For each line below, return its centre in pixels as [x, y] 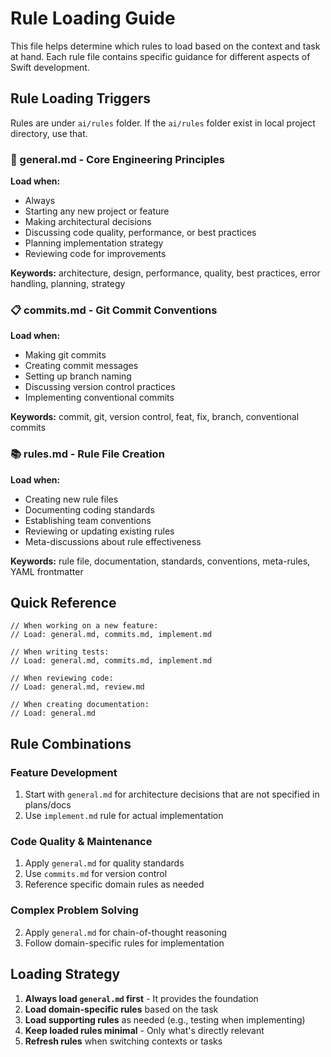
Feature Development [64, 772]
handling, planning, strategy [68, 284]
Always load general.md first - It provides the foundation [141, 998]
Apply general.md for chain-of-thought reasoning [126, 932]
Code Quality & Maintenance [81, 842]
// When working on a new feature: [84, 626]
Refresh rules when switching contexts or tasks [123, 1041]
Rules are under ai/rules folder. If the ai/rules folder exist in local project [163, 123]
